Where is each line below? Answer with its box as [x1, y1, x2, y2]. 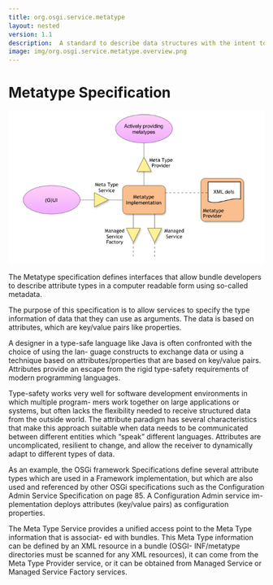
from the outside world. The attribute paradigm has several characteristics [8, 415, 258, 425]
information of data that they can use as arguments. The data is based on [8, 314, 254, 324]
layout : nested [8, 21, 60, 30]
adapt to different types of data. [8, 449, 115, 459]
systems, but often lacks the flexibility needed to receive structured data [8, 406, 251, 416]
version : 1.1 [8, 30, 53, 38]
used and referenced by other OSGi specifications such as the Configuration [8, 482, 265, 492]
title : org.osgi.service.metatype [8, 13, 126, 21]
